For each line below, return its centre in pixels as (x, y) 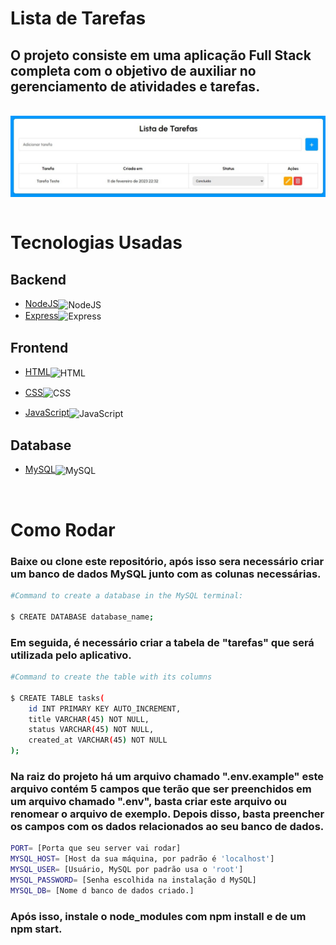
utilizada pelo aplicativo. (71, 655)
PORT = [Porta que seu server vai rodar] (96, 848)
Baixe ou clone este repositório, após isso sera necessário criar (167, 561)
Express (41, 315)
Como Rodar (63, 529)
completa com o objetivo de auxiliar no (133, 70)
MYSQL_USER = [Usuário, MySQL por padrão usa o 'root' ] (127, 870)
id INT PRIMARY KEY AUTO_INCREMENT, (105, 708)
